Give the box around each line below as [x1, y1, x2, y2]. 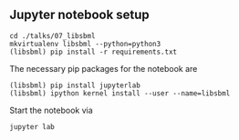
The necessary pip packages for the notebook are [9, 63, 198, 74]
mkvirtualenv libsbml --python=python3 [9, 39, 161, 48]
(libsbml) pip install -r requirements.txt [9, 47, 178, 56]
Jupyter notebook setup [9, 7, 151, 23]
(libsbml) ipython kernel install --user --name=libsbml [9, 88, 231, 98]
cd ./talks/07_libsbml [9, 31, 96, 40]
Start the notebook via [9, 105, 93, 115]
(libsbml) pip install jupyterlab [9, 81, 141, 90]
